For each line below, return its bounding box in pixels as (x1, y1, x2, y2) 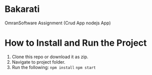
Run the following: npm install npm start (11, 64, 96, 70)
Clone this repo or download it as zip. (11, 54, 89, 60)
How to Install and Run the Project (4, 37, 147, 49)
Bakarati (4, 3, 40, 15)
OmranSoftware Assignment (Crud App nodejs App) (4, 20, 111, 26)
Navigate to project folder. (11, 59, 66, 65)
